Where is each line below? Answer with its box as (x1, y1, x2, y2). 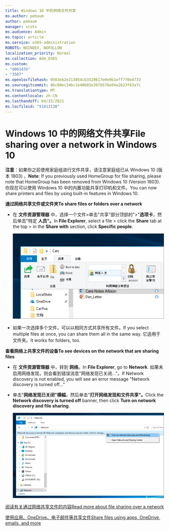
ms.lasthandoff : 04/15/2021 (5, 98, 65, 103)
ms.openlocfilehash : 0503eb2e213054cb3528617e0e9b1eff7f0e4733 (5, 77, 141, 83)
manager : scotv (5, 24, 37, 29)
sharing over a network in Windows (5, 139, 157, 150)
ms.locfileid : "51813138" (5, 104, 60, 109)
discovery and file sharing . (12, 403, 70, 409)
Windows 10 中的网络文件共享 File (5, 128, 146, 139)
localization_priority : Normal (5, 50, 71, 55)
